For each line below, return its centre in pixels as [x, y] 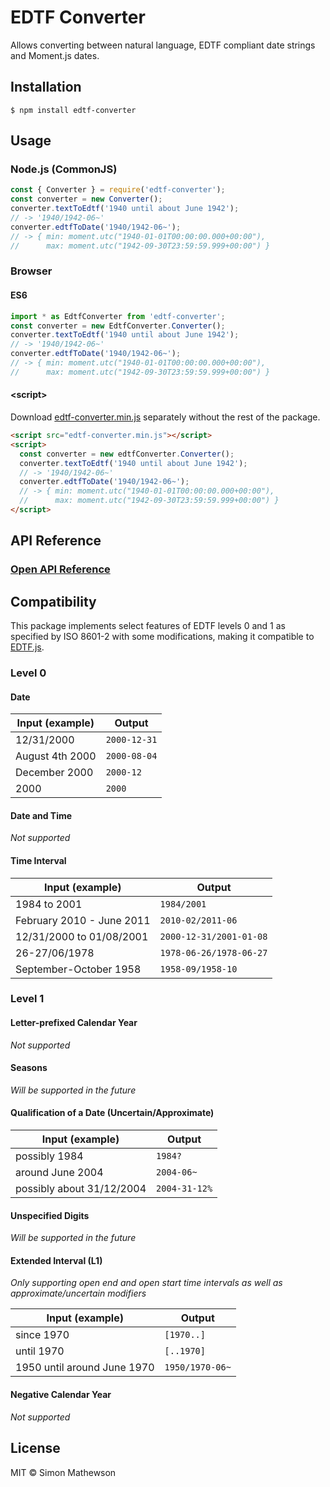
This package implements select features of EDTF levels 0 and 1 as [148, 626]
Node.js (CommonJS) [64, 169]
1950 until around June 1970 [85, 1368]
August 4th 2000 [56, 756]
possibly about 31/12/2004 [81, 1189]
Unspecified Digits [50, 1215]
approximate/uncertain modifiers [78, 1293]
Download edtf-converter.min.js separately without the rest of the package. [165, 417]
